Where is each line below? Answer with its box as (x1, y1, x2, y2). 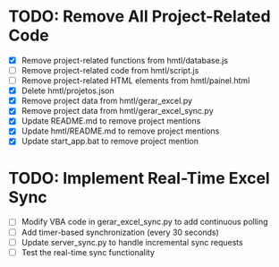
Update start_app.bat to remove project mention (21, 136, 199, 147)
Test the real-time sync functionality (21, 246, 156, 257)
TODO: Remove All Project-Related (8, 6, 271, 27)
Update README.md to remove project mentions (21, 116, 201, 126)
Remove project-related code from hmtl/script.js (21, 65, 199, 75)
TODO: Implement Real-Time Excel (8, 168, 270, 188)
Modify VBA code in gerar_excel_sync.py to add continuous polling (21, 217, 269, 228)
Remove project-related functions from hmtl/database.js (21, 55, 229, 65)
